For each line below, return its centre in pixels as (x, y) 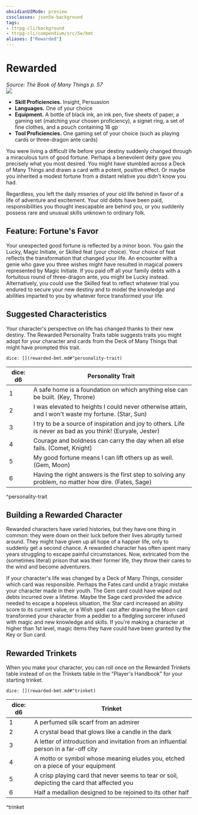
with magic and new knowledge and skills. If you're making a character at (95, 622)
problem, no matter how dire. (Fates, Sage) (93, 482)
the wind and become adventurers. (49, 567)
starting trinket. (24, 680)
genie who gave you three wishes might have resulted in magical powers (94, 264)
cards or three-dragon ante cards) (56, 139)
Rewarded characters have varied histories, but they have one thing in (91, 529)
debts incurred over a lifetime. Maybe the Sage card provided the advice (94, 597)
